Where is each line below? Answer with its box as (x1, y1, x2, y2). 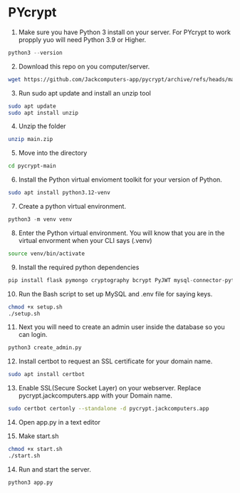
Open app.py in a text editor (18, 418, 100, 427)
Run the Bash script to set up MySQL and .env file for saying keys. (18, 289, 213, 298)
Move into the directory (18, 149, 88, 157)
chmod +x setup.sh (8, 303, 63, 311)
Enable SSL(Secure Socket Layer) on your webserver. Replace (18, 384, 202, 393)
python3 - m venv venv (8, 216, 73, 223)
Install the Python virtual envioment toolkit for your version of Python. (18, 175, 223, 184)
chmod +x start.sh (8, 446, 63, 453)
